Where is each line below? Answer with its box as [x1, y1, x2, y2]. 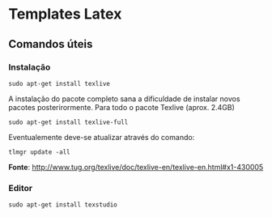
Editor [8, 182, 33, 194]
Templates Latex [8, 5, 122, 23]
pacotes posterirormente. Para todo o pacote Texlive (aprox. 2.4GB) [8, 102, 235, 112]
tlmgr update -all [8, 147, 70, 156]
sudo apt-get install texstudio [8, 201, 117, 209]
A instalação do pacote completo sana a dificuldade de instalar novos [8, 94, 240, 104]
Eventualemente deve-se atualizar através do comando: [8, 132, 195, 142]
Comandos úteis [8, 37, 93, 51]
